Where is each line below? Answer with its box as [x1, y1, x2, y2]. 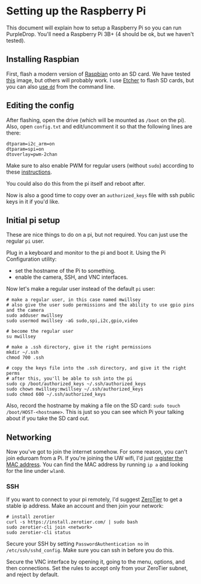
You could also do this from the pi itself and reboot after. [6, 180, 145, 187]
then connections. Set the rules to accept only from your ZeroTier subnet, [6, 565, 188, 572]
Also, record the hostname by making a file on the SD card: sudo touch [6, 402, 181, 409]
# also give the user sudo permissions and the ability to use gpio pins [6, 302, 195, 308]
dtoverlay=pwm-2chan [6, 151, 58, 157]
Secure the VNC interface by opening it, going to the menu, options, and [6, 558, 185, 565]
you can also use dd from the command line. [6, 83, 116, 90]
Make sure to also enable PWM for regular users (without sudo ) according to [6, 162, 194, 169]
